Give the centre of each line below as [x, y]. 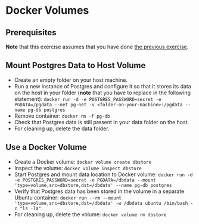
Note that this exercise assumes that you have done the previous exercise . [97, 47]
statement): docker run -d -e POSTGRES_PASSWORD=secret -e [88, 99]
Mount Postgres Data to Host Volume [76, 65]
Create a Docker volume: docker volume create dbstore [83, 161]
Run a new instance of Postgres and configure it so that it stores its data [102, 86]
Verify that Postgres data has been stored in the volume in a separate [99, 191]
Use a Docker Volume [46, 147]
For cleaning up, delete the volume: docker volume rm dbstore [90, 214]
